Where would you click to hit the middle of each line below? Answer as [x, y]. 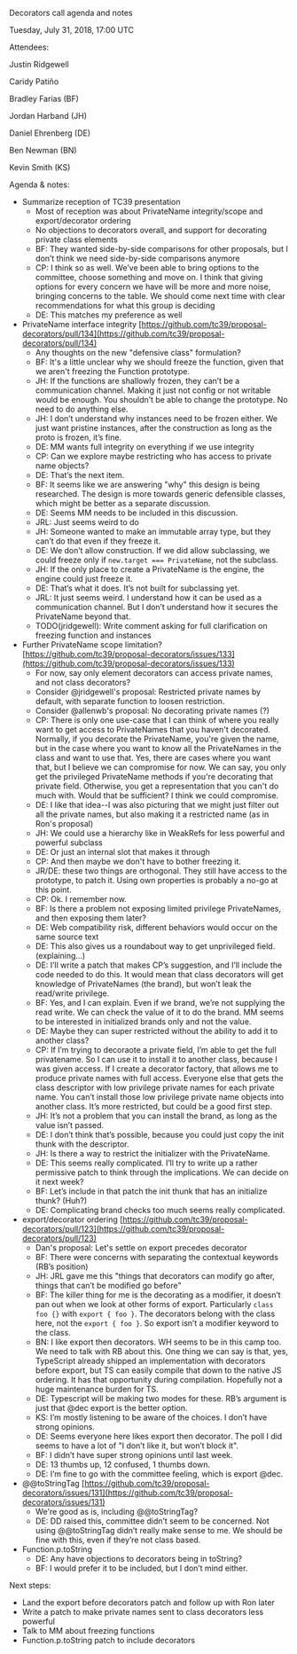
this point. [54, 890]
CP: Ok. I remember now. [81, 899]
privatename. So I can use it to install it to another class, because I [156, 1059]
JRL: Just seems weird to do [87, 522]
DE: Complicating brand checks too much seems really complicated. [160, 1210]
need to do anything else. [82, 409]
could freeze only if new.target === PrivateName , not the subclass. [157, 560]
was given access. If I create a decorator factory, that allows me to [157, 1069]
